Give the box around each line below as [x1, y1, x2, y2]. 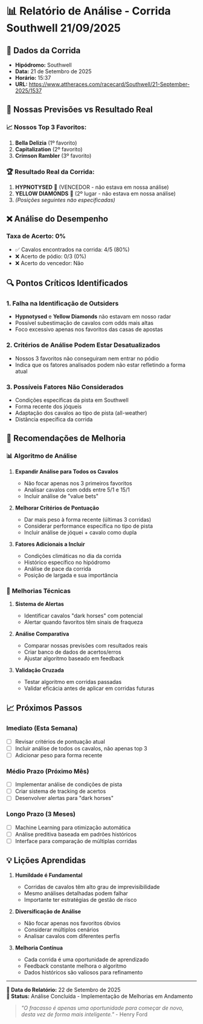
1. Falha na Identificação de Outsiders [6, 299, 119, 307]
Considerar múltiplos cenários [24, 926, 100, 933]
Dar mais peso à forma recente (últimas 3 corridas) [24, 516, 152, 523]
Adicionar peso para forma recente [14, 751, 103, 759]
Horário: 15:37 [14, 74, 51, 81]
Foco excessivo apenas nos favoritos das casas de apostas [14, 326, 163, 333]
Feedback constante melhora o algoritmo [24, 962, 127, 970]
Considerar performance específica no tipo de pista [24, 522, 153, 530]
